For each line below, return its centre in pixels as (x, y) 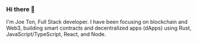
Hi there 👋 (21, 9)
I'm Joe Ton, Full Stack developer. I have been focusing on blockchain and (97, 22)
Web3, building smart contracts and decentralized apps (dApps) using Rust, (99, 28)
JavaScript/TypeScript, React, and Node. (56, 34)
